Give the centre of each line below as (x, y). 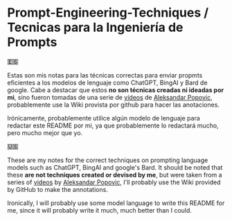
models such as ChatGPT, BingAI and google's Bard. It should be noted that (115, 167)
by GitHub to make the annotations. (58, 189)
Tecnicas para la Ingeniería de (95, 27)
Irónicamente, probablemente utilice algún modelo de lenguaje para (104, 118)
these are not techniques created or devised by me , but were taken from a (115, 175)
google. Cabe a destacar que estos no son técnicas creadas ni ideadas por (115, 90)
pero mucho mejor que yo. (45, 132)
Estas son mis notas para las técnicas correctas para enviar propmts (105, 75)
